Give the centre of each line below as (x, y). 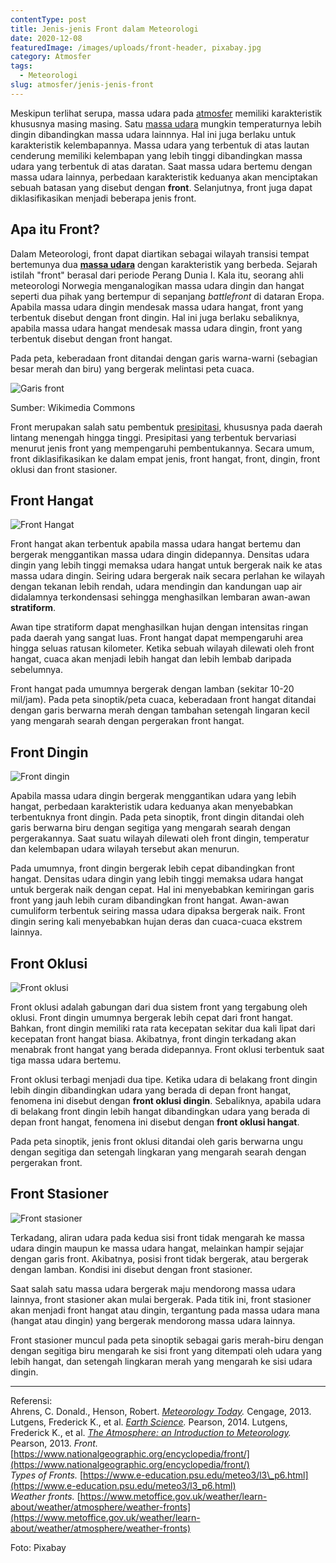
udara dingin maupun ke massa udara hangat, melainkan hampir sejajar (157, 1248)
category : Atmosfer (51, 57)
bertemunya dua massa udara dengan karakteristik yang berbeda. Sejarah (164, 264)
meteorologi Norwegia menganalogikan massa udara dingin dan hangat (157, 285)
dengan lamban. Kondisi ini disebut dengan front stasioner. (131, 1269)
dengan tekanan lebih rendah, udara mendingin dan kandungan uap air (156, 587)
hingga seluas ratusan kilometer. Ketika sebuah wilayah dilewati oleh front (162, 648)
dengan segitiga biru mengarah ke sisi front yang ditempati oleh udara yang (166, 1350)
